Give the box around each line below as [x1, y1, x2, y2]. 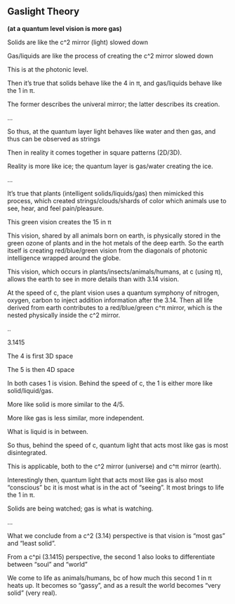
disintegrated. [7, 448, 48, 456]
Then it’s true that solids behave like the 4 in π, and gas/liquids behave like [7, 79, 222, 87]
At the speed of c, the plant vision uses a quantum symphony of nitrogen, [7, 288, 220, 297]
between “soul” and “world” [7, 560, 88, 568]
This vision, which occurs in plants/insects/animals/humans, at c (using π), [7, 267, 223, 276]
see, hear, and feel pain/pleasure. [7, 204, 104, 212]
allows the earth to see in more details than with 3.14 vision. [7, 274, 180, 283]
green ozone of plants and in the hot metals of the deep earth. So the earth [7, 238, 224, 247]
